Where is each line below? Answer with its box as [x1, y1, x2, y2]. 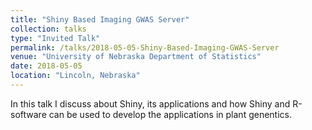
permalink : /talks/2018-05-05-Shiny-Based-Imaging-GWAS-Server [10, 42, 280, 53]
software [10, 108, 47, 120]
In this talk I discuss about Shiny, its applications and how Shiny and [10, 97, 291, 110]
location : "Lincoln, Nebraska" [10, 71, 141, 81]
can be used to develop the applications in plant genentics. [48, 108, 292, 120]
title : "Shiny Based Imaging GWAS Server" [10, 14, 190, 25]
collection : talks [10, 24, 87, 34]
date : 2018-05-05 [10, 61, 83, 71]
